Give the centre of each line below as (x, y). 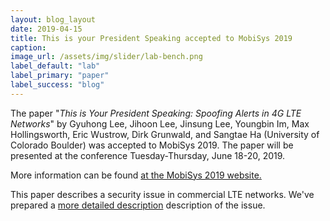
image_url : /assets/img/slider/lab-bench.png (106, 57)
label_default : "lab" (55, 66)
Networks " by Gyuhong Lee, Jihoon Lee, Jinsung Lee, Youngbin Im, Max (160, 123)
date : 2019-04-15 (46, 29)
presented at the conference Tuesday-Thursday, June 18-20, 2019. (148, 155)
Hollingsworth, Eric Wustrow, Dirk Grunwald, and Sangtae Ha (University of (165, 134)
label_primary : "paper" (60, 76)
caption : (28, 47)
